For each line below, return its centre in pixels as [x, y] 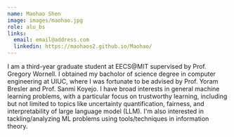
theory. [18, 126]
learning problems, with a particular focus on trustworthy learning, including [117, 96]
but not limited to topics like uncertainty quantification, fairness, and [106, 104]
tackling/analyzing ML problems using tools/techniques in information [108, 119]
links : [17, 33]
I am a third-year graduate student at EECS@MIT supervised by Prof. [107, 66]
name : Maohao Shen [34, 14]
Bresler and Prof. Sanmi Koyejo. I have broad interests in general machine [113, 89]
